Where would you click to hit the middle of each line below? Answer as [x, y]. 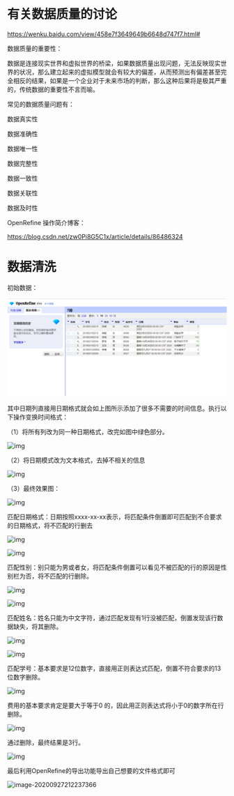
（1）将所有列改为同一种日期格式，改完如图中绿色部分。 [88, 432]
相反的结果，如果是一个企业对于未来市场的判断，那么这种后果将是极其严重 [120, 80]
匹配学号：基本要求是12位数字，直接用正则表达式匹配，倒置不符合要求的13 [114, 668]
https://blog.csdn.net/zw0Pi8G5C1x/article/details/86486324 [95, 236]
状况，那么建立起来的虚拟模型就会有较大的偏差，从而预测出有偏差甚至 [120, 72]
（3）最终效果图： [34, 489]
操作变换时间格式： [40, 417]
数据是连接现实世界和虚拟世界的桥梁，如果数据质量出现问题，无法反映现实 [114, 63]
